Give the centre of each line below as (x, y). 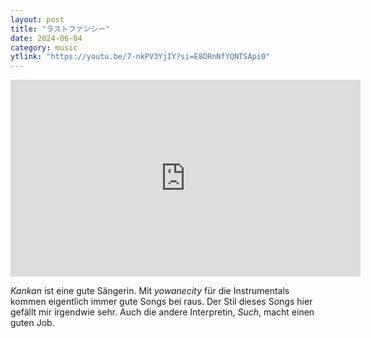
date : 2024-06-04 (46, 38)
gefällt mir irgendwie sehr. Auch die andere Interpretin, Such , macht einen (162, 312)
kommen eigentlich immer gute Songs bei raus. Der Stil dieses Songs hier (161, 302)
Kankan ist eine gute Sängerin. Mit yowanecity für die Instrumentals (150, 291)
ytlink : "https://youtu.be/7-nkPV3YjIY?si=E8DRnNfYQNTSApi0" (140, 57)
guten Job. (32, 323)
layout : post (37, 19)
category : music (44, 47)
